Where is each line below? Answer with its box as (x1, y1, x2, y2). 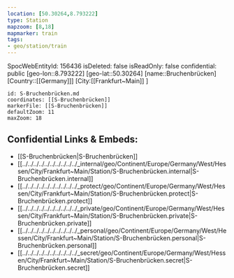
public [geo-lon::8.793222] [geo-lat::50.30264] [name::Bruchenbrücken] (7, 69, 217, 78)
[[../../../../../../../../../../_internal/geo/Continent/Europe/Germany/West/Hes (17, 159, 227, 168)
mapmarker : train (7, 29, 58, 37)
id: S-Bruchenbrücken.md (7, 90, 80, 97)
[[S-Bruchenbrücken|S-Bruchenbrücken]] (17, 152, 138, 161)
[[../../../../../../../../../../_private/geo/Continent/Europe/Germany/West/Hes (17, 204, 225, 212)
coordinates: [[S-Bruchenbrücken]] (7, 96, 111, 103)
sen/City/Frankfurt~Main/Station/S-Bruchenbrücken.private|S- (17, 211, 198, 220)
